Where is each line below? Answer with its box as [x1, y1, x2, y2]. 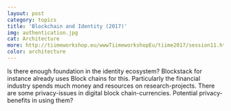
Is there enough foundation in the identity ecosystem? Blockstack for [7, 66, 203, 75]
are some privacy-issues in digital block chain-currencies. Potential [7, 88, 198, 97]
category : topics [7, 16, 57, 23]
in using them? [32, 96, 74, 104]
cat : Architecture [7, 36, 60, 42]
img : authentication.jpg [7, 29, 78, 36]
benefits [7, 96, 31, 104]
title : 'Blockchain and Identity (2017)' [7, 23, 128, 29]
